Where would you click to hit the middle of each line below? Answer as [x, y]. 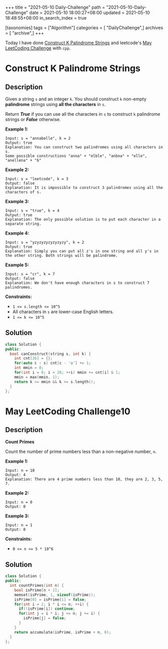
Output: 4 [16, 475]
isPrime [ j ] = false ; [45, 618]
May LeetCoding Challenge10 [68, 411]
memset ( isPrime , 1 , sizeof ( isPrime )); [55, 595]
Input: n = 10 [20, 471]
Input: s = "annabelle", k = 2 [38, 138]
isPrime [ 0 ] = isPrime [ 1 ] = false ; [50, 599]
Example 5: [17, 265]
